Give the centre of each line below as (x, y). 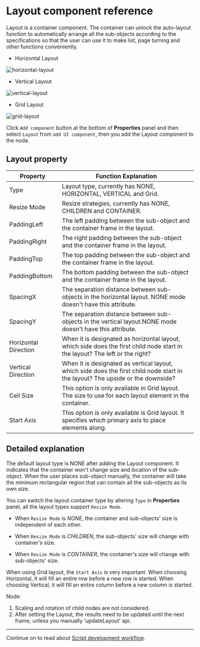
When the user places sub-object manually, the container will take (105, 476)
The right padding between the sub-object (122, 237)
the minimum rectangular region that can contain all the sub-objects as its (97, 482)
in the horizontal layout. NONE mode (135, 297)
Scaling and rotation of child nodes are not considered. (82, 608)
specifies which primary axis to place (114, 420)
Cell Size (21, 395)
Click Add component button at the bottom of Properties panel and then (93, 127)
